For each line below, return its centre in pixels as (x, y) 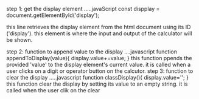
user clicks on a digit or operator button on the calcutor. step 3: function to (100, 71)
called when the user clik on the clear (53, 90)
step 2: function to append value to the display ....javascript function (92, 52)
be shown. (19, 40)
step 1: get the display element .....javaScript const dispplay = (83, 9)
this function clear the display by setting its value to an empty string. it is (97, 84)
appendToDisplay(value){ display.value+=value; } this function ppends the (99, 58)
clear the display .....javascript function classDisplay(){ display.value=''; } (98, 77)
